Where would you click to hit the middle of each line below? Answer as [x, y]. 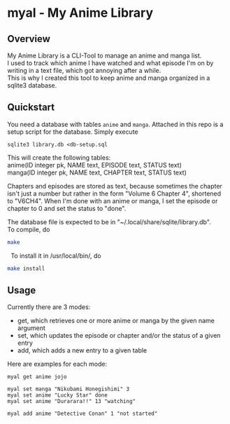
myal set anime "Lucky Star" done [58, 395]
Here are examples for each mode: [57, 364]
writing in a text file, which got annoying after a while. [84, 70]
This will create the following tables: [59, 157]
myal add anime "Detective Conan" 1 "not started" [82, 414]
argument [31, 328]
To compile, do [29, 229]
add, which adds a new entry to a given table [82, 350]
